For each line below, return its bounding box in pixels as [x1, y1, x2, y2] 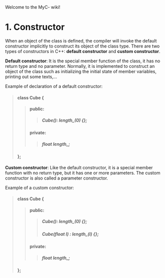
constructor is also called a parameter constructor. [5, 175, 108, 181]
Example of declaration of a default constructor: [5, 83, 103, 89]
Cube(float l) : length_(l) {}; [41, 231, 99, 237]
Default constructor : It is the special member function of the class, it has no [5, 58, 161, 64]
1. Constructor [5, 22, 65, 33]
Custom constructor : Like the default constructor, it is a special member [5, 164, 153, 170]
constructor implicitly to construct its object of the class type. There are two [5, 43, 160, 49]
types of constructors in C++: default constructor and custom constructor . [5, 48, 161, 54]
